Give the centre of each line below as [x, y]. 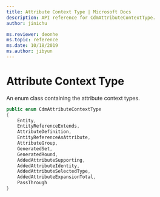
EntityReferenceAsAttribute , [54, 137]
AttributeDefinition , [44, 132]
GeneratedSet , [35, 149]
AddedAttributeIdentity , [48, 166]
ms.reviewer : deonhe [32, 34]
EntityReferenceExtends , [48, 126]
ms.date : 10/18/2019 [32, 46]
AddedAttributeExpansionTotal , [57, 177]
